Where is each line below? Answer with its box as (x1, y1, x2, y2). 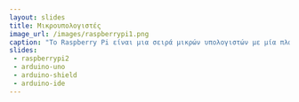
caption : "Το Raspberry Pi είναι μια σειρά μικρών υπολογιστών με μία (9, 37, 277, 47)
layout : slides (9, 12, 66, 22)
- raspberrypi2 (12, 54, 69, 63)
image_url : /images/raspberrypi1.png (9, 29, 149, 38)
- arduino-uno (12, 63, 66, 72)
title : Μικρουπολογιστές (9, 21, 101, 30)
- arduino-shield (12, 71, 77, 80)
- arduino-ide (12, 79, 66, 88)
